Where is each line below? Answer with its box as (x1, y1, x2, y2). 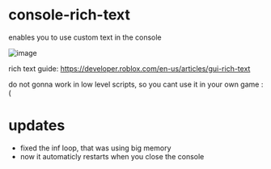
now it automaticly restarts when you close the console (19, 151, 205, 161)
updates (8, 116, 66, 135)
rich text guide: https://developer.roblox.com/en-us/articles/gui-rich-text (8, 63, 251, 74)
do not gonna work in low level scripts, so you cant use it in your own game (8, 79, 260, 89)
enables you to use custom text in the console (8, 32, 162, 42)
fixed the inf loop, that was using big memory (19, 143, 171, 153)
